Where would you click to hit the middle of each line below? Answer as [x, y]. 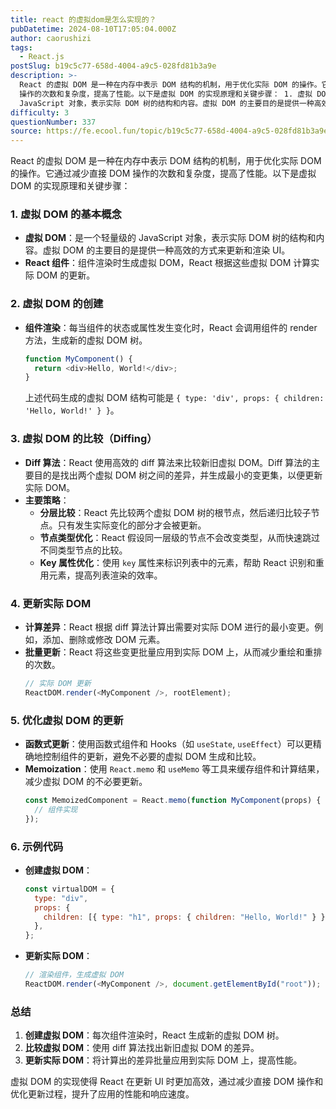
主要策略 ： [47, 500]
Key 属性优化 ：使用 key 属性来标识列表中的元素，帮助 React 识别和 [177, 562]
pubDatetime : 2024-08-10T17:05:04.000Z [93, 29]
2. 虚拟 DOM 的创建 [57, 304]
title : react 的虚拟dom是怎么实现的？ [83, 19]
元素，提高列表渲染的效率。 [105, 575]
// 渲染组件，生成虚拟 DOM [74, 975]
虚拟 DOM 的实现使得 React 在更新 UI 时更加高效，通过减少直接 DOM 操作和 [167, 1082]
